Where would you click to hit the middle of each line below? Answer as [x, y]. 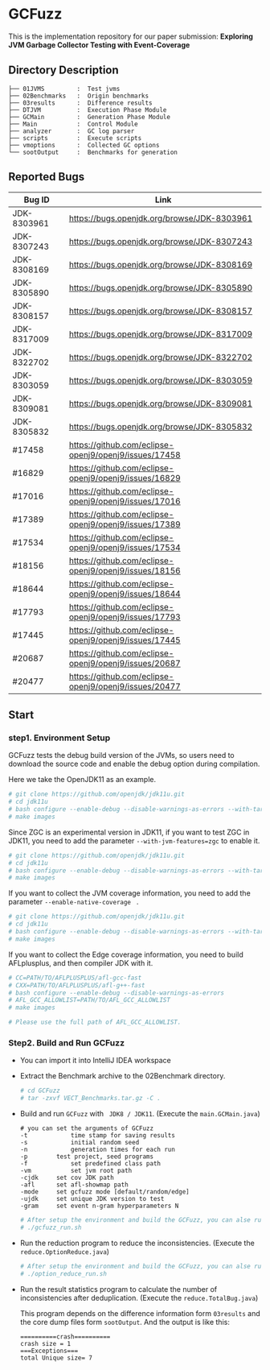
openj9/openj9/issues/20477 [125, 686]
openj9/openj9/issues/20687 [125, 663]
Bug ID [37, 200]
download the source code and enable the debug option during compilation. [134, 764]
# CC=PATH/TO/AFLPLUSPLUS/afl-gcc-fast [75, 978]
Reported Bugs [47, 177]
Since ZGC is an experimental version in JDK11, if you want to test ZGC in [129, 832]
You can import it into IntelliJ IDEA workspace [95, 1061]
